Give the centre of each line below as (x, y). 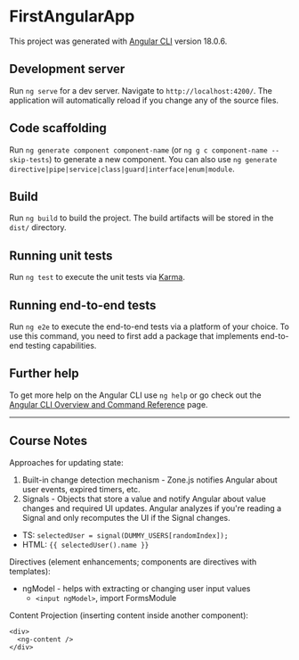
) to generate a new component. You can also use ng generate (163, 159)
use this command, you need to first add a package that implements (134, 336)
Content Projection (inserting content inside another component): (129, 615)
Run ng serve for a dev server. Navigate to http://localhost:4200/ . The (141, 90)
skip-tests (29, 160)
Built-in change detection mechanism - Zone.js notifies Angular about (149, 480)
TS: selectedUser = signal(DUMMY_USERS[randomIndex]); (125, 535)
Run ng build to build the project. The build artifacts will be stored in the (141, 218)
